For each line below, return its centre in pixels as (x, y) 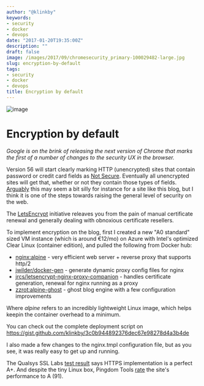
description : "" (27, 47)
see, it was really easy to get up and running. (63, 351)
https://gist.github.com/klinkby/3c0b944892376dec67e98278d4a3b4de (98, 333)
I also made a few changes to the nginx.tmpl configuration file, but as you (99, 344)
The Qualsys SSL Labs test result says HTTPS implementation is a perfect (100, 363)
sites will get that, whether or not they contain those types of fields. (92, 182)
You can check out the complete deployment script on (75, 326)
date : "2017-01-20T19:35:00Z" (45, 40)
